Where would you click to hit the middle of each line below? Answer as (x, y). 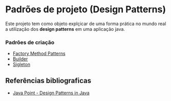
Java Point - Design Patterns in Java (51, 93)
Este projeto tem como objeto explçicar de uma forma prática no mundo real (86, 24)
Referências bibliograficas (48, 80)
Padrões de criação (30, 42)
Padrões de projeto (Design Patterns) (86, 9)
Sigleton (22, 65)
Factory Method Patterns (39, 54)
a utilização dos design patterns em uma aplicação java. (65, 29)
